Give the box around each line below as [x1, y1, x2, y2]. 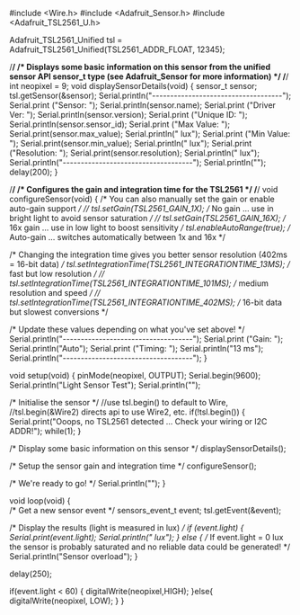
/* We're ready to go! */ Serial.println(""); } [9, 478, 166, 488]
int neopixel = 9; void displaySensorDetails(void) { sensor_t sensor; [9, 81, 258, 91]
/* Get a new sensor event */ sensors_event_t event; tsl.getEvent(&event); [9, 505, 282, 515]
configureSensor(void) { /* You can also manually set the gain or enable [9, 193, 276, 204]
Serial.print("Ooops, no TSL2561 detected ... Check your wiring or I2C [9, 416, 268, 426]
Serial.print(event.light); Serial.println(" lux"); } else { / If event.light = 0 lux [9, 532, 284, 542]
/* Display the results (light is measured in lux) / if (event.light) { [9, 522, 244, 533]
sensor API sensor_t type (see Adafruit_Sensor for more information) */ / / [9, 71, 289, 82]
